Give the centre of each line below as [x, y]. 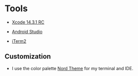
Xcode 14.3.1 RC [28, 22]
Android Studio [27, 31]
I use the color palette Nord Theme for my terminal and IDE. [72, 68]
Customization [28, 57]
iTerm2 [19, 41]
